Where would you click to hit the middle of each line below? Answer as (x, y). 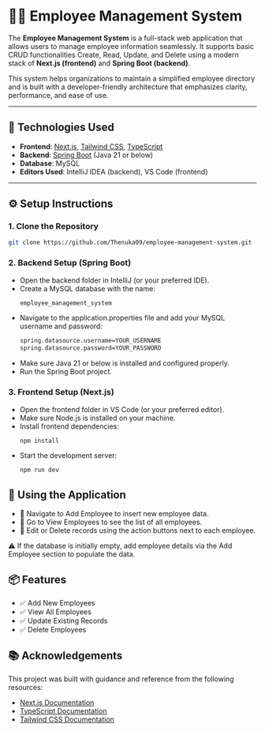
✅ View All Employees (56, 612)
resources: (26, 687)
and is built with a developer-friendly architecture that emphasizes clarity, (128, 87)
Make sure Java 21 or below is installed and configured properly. (125, 363)
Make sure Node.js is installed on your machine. (97, 418)
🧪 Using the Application (67, 495)
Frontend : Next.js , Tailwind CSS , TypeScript (91, 146)
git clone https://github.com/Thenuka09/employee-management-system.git (130, 243)
